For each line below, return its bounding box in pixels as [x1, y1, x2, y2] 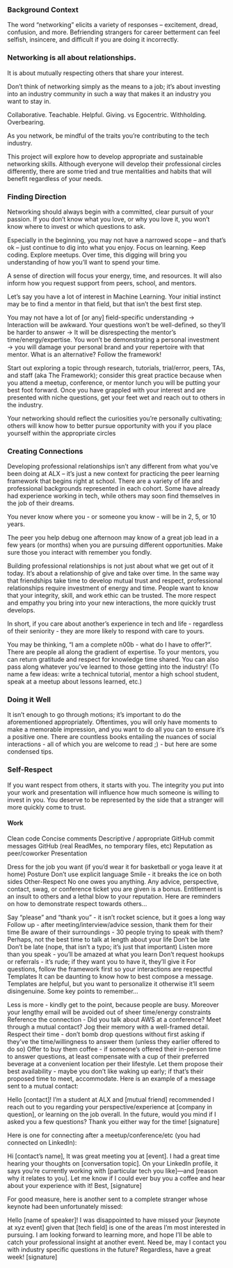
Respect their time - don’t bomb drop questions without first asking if [7, 1030, 205, 1038]
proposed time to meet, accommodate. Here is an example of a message [7, 1074, 216, 1083]
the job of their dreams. [7, 499, 74, 507]
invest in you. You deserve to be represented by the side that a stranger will [7, 795, 224, 804]
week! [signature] [7, 1253, 58, 1261]
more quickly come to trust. [7, 802, 86, 811]
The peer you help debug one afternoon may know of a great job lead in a [7, 534, 219, 542]
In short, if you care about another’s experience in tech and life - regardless [7, 619, 224, 628]
